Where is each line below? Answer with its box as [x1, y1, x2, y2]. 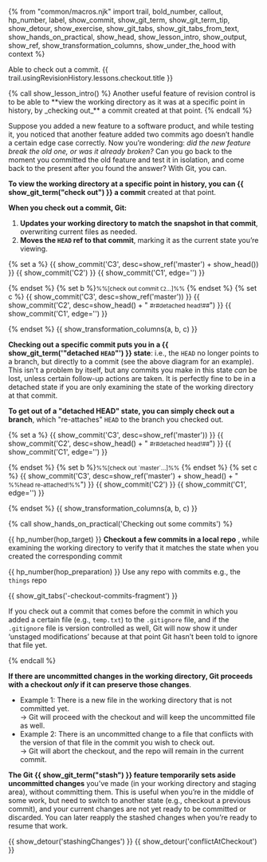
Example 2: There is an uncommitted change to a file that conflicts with [19, 729, 253, 738]
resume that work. [8, 821, 69, 830]
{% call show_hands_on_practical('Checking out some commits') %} [8, 519, 234, 528]
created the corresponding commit [8, 551, 123, 561]
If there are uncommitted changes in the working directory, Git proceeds [8, 671, 253, 681]
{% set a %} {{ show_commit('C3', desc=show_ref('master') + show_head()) [8, 260, 259, 268]
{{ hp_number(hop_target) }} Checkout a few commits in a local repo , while [8, 534, 260, 544]
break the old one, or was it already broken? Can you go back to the [8, 147, 233, 156]
